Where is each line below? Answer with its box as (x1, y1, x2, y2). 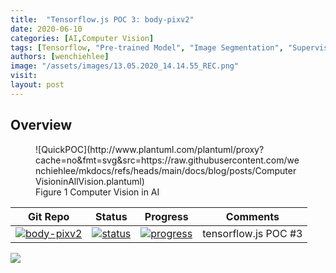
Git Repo (28, 209, 70, 223)
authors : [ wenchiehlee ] (10, 52, 110, 62)
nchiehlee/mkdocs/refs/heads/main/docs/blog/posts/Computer (35, 164, 297, 176)
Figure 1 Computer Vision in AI (35, 186, 160, 198)
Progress (144, 209, 189, 223)
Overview (10, 117, 73, 134)
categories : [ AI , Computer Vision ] (10, 33, 155, 43)
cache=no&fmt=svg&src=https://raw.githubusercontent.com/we (35, 154, 300, 166)
